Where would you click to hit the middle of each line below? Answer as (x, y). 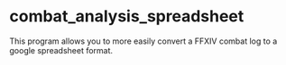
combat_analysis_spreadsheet (127, 16)
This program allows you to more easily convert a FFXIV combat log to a (143, 41)
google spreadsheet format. (61, 50)
